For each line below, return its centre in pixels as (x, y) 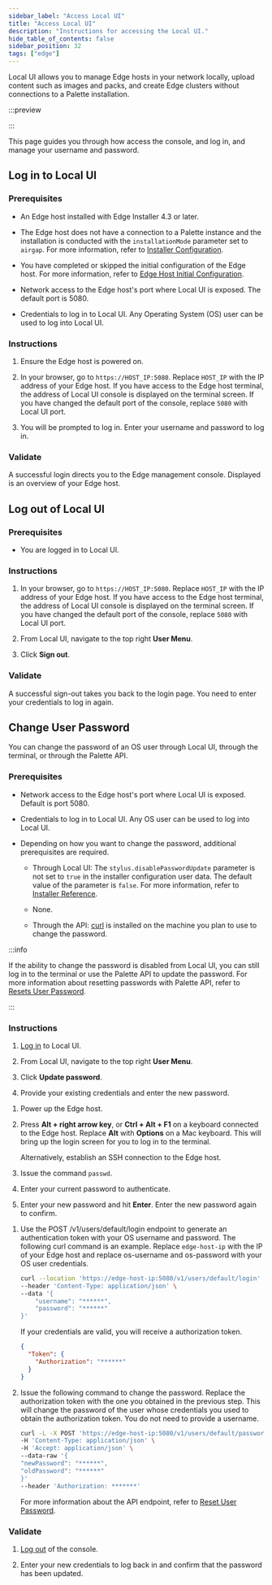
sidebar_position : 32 (45, 46)
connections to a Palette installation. (69, 94)
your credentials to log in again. (61, 702)
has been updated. (52, 1573)
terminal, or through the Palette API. (68, 756)
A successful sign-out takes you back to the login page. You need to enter (133, 693)
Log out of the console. (59, 1548)
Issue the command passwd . (66, 1173)
